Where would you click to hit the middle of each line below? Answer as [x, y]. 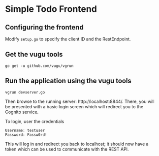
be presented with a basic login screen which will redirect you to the [74, 106]
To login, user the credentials [35, 121]
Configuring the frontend [44, 27]
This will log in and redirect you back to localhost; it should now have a [77, 144]
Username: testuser [25, 130]
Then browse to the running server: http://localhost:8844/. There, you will [80, 101]
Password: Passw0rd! [26, 135]
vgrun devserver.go [25, 92]
